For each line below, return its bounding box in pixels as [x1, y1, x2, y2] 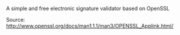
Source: [6, 16, 25, 23]
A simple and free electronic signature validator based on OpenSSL [6, 5, 170, 12]
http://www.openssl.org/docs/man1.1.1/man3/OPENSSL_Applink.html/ [6, 23, 174, 29]
